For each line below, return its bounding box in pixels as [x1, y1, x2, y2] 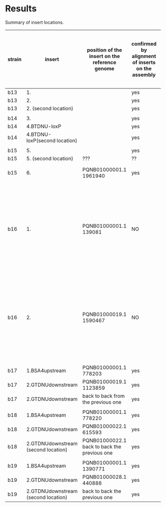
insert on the [88, 52, 120, 59]
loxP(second [26, 137, 56, 144]
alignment [131, 52, 157, 59]
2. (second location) [26, 105, 74, 112]
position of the [86, 46, 123, 53]
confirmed [131, 40, 157, 47]
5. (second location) [26, 155, 74, 162]
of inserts [132, 59, 156, 66]
